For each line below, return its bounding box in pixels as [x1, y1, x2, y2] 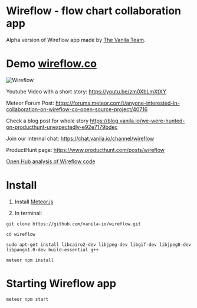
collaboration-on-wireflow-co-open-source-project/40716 [6, 105, 148, 113]
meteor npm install [6, 257, 54, 263]
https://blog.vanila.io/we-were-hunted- [90, 117, 185, 124]
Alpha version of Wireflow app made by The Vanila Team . [6, 36, 146, 43]
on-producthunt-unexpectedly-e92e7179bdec [6, 123, 118, 131]
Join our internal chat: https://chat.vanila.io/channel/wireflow [6, 135, 155, 142]
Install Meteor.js [14, 198, 54, 205]
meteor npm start [6, 296, 49, 302]
